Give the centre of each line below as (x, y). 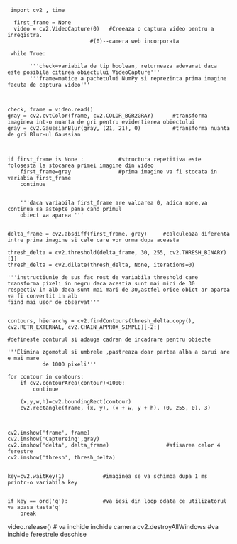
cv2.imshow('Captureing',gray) (54, 439)
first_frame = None (43, 23)
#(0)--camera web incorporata (134, 41)
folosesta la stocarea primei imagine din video (81, 165)
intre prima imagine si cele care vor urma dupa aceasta (93, 240)
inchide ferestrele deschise (47, 534)
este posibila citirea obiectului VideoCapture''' (84, 72)
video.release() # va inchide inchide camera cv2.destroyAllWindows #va (113, 527)
